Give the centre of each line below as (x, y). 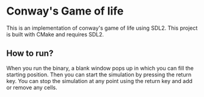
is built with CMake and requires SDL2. (55, 34)
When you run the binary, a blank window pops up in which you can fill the (100, 68)
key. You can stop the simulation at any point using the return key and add (100, 81)
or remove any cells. (32, 87)
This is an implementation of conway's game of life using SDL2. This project (102, 28)
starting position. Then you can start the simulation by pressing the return (99, 75)
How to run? (30, 54)
